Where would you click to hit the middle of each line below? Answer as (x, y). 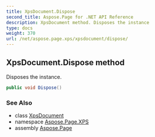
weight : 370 (21, 34)
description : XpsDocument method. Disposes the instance (78, 22)
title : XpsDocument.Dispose (41, 11)
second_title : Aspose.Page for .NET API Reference (70, 17)
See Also (19, 102)
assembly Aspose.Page (43, 128)
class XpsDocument (39, 115)
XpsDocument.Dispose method (66, 63)
